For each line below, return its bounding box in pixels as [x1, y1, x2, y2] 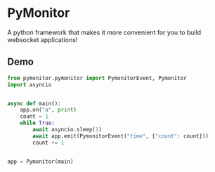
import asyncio [7, 81, 52, 88]
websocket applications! [7, 35, 78, 44]
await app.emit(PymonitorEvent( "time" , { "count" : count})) [32, 132, 209, 140]
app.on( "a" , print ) [20, 107, 77, 114]
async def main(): [7, 100, 61, 107]
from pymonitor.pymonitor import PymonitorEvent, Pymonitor [7, 74, 188, 81]
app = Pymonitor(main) [7, 158, 74, 165]
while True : [20, 119, 55, 127]
